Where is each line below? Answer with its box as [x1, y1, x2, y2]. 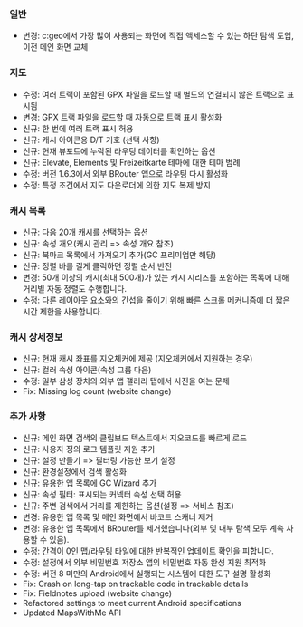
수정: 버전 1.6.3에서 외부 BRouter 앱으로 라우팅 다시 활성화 [22, 168, 229, 178]
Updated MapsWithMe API [22, 607, 122, 618]
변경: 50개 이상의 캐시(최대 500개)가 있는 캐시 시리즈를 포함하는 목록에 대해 [22, 272, 289, 283]
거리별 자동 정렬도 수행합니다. [22, 283, 128, 294]
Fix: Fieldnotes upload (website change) [22, 588, 173, 599]
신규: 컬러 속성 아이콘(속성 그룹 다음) [22, 364, 152, 375]
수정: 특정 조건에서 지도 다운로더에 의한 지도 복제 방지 [22, 179, 211, 190]
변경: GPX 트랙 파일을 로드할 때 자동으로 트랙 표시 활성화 [22, 111, 223, 122]
